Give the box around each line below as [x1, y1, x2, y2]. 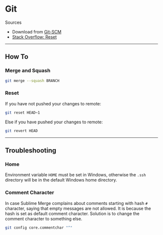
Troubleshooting [5, 146, 57, 154]
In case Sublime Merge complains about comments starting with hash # [5, 200, 148, 206]
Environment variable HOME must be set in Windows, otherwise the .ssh [5, 172, 147, 178]
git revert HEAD [5, 128, 38, 133]
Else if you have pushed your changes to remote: [5, 119, 103, 125]
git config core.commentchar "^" [5, 225, 73, 230]
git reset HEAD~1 [5, 110, 40, 115]
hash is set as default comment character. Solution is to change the [5, 210, 140, 217]
